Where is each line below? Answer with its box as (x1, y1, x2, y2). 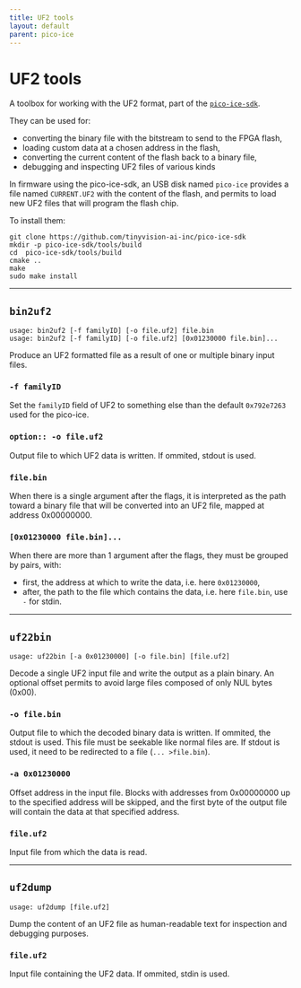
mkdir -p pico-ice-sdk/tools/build (9, 240, 142, 249)
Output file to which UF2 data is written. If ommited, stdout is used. (9, 450, 257, 460)
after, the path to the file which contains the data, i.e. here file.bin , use (21, 587, 288, 598)
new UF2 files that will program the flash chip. (9, 198, 179, 209)
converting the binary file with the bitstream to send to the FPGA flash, (21, 133, 282, 144)
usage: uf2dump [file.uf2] (9, 903, 110, 912)
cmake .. (9, 257, 42, 266)
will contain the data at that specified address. (9, 806, 180, 817)
